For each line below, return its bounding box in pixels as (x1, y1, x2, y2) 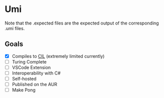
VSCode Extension (12, 64, 51, 70)
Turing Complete (12, 58, 47, 64)
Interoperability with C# (12, 70, 61, 76)
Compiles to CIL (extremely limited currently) (12, 53, 105, 59)
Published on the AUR (12, 81, 58, 87)
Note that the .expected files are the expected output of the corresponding (5, 20, 159, 26)
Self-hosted (12, 76, 37, 81)
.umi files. (5, 25, 25, 31)
